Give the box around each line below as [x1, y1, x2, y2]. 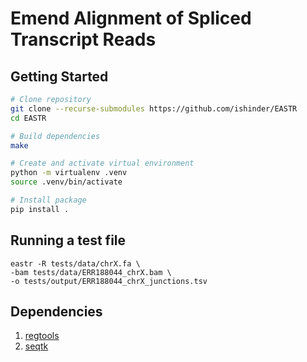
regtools [24, 330, 60, 342]
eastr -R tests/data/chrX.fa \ [10, 258, 141, 269]
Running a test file [10, 232, 127, 249]
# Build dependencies [10, 131, 101, 141]
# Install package [10, 195, 87, 205]
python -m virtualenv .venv [10, 168, 128, 178]
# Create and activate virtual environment [10, 158, 195, 169]
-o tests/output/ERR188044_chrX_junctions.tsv [10, 276, 208, 286]
